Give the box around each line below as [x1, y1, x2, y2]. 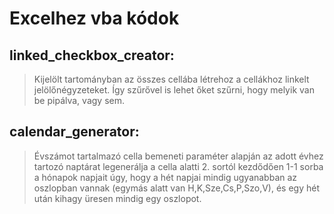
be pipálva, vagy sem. [33, 95, 125, 106]
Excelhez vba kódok [9, 7, 180, 30]
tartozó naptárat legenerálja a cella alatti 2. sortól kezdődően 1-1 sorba [33, 160, 324, 172]
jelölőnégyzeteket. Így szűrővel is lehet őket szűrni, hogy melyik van [33, 84, 315, 96]
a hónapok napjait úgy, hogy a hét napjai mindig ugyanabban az [33, 171, 298, 183]
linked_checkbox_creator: [9, 47, 175, 64]
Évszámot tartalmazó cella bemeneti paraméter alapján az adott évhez [33, 150, 324, 162]
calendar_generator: [9, 123, 140, 141]
